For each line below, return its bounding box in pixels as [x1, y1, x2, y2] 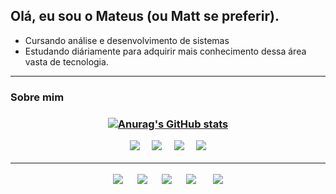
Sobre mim [10, 90, 65, 104]
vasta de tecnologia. [24, 55, 109, 68]
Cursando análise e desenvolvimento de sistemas [24, 34, 230, 46]
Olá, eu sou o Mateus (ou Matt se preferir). [10, 8, 280, 25]
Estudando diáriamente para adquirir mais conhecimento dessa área [24, 45, 307, 57]
